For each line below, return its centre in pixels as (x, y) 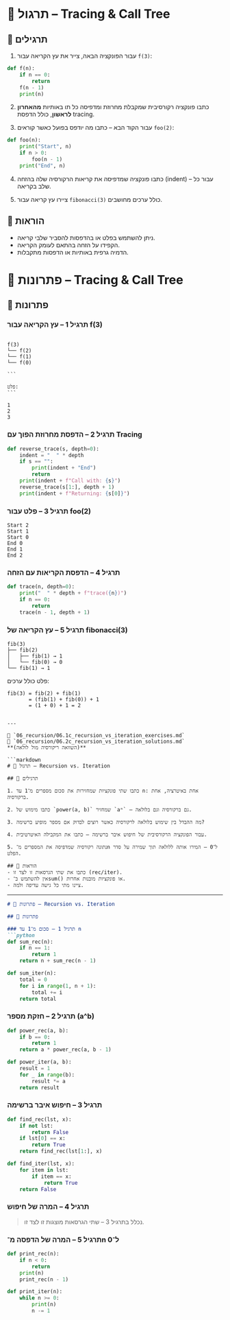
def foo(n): (24, 140)
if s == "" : (36, 462)
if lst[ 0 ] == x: (43, 1139)
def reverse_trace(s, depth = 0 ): (53, 449)
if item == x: (52, 1177)
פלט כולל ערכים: (28, 681)
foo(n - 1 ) (47, 159)
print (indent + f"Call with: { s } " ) (70, 481)
